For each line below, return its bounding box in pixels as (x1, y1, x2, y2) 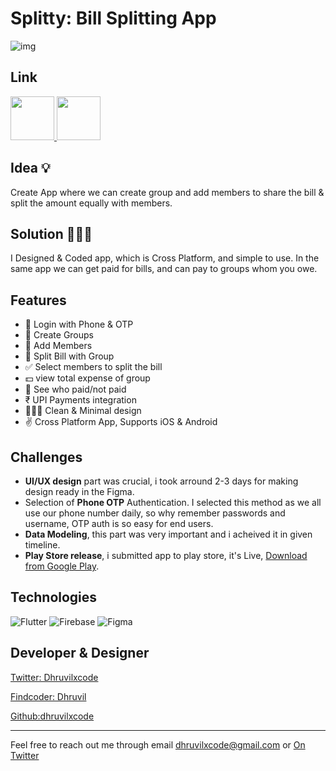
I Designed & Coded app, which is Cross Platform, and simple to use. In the (10, 252, 320, 264)
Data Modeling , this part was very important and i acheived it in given (24, 528, 313, 540)
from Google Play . (24, 560, 100, 572)
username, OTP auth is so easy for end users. (24, 518, 214, 529)
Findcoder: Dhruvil (10, 690, 87, 702)
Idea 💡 (10, 160, 51, 177)
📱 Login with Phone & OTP (24, 318, 134, 331)
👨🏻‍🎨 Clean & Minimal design (24, 405, 142, 417)
